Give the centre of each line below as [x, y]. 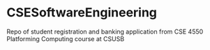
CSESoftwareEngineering [82, 13]
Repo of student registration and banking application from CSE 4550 [105, 32]
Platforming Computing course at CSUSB [66, 38]
